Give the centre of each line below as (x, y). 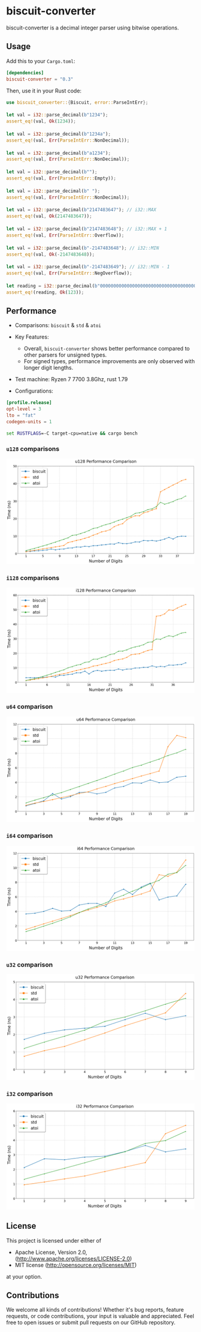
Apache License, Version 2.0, (51, 1252)
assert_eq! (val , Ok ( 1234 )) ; (41, 121)
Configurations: (34, 391)
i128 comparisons (33, 577)
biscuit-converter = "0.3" (40, 79)
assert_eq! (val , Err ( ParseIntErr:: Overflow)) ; (65, 235)
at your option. (24, 1276)
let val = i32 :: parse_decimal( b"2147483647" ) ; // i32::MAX (81, 210)
